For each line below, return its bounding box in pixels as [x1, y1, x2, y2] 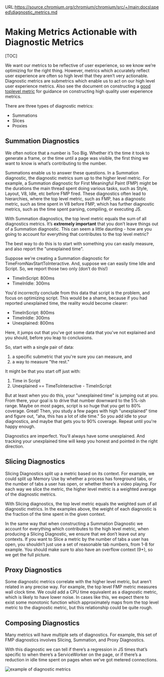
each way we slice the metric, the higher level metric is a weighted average [5, 486, 157, 492]
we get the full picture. [5, 551, 50, 557]
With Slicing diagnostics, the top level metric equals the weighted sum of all [5, 501, 157, 507]
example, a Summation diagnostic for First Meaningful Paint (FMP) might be [5, 180, 158, 186]
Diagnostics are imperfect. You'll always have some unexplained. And [5, 433, 145, 439]
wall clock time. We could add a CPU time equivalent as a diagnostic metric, [5, 589, 158, 595]
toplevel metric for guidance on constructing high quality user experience [5, 88, 153, 94]
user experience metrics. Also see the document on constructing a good [5, 83, 151, 89]
